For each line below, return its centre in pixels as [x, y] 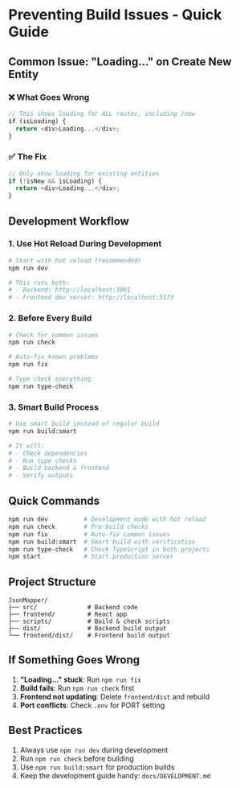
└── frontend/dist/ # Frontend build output [89, 636]
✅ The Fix [27, 157]
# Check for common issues [53, 335]
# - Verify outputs [41, 476]
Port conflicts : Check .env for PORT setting [92, 705]
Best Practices [45, 730]
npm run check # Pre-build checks [79, 526]
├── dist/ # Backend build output [87, 629]
